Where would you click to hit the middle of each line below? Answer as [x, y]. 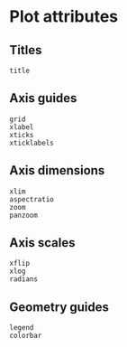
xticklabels [32, 143]
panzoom [24, 215]
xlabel [22, 127]
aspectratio [32, 199]
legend [22, 328]
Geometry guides [59, 307]
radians [24, 279]
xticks [22, 135]
